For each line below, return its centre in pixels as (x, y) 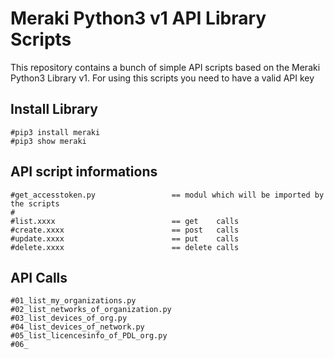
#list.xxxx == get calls (125, 221)
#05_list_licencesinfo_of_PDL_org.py (89, 336)
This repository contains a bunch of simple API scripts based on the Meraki (165, 67)
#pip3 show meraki (48, 141)
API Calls (39, 277)
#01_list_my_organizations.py (73, 301)
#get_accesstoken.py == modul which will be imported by (167, 195)
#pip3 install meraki (55, 132)
